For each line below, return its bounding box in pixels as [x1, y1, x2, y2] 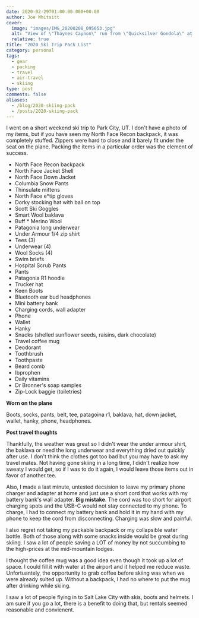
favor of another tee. [6, 472, 56, 479]
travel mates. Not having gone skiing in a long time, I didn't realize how [6, 459, 179, 467]
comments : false [6, 91, 46, 97]
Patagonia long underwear [14, 224, 80, 232]
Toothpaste [14, 357, 43, 364]
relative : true [11, 36, 49, 42]
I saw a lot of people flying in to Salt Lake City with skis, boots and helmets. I [6, 594, 194, 601]
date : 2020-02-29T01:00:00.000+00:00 [6, 8, 100, 15]
